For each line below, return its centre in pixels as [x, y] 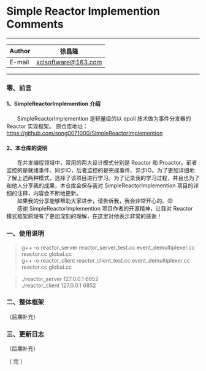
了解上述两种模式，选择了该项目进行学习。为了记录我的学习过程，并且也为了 [103, 178]
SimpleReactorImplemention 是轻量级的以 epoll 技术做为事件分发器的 [104, 119]
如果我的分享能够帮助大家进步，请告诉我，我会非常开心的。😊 [95, 201]
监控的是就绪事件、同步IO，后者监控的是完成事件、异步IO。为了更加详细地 [101, 170]
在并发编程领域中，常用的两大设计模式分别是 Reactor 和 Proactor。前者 [107, 163]
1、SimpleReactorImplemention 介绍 [54, 104]
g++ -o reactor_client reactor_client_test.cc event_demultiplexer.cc [105, 260]
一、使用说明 [25, 234]
